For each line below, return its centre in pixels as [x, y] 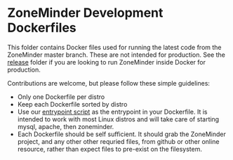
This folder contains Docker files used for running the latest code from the [114, 47]
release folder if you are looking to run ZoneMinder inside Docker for [106, 62]
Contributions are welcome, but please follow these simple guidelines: [109, 83]
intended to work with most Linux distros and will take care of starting [118, 119]
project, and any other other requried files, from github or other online [118, 141]
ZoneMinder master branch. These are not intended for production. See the [116, 55]
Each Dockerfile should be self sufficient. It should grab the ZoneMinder [121, 134]
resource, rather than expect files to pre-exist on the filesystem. [109, 149]
